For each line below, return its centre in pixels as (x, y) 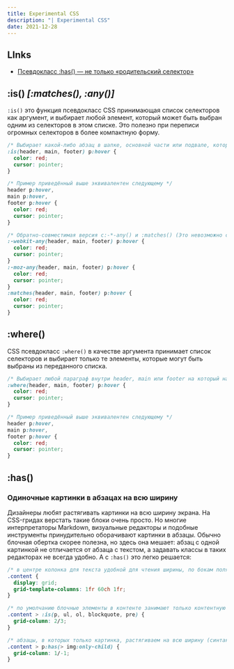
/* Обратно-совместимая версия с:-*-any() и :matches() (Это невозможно (115, 235)
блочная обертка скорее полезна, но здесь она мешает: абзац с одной (113, 542)
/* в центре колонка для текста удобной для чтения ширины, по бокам (110, 569)
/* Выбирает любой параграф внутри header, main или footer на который (113, 379)
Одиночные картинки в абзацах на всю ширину (93, 497)
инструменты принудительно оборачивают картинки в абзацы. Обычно (114, 535)
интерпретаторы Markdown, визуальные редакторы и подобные (103, 527)
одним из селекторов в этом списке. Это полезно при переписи (103, 125)
